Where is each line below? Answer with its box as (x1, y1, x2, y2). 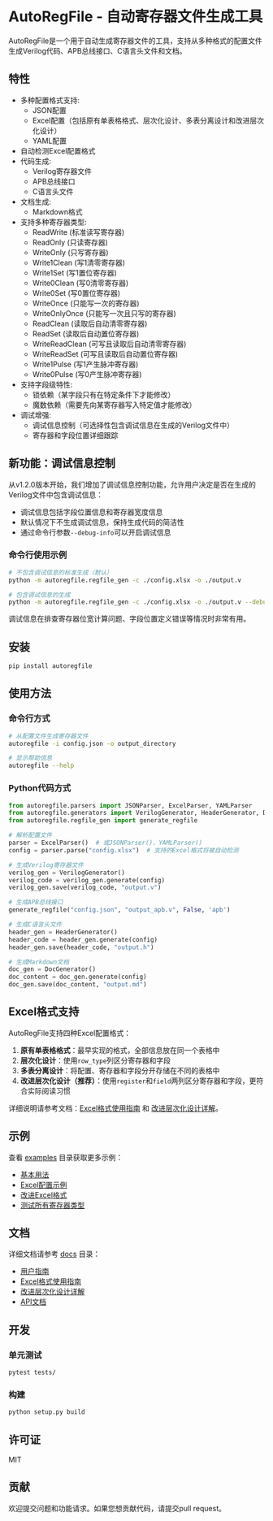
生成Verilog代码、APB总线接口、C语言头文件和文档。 (8, 45, 187, 55)
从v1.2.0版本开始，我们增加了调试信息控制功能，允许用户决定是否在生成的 (8, 479, 256, 489)
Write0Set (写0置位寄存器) (32, 288, 120, 297)
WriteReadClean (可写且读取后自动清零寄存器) (32, 339, 187, 349)
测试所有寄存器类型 (19, 1200, 85, 1210)
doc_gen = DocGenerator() (8, 965, 96, 973)
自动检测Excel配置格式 (19, 145, 96, 155)
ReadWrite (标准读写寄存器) (32, 227, 125, 236)
